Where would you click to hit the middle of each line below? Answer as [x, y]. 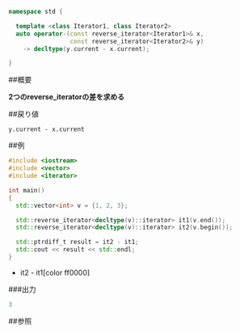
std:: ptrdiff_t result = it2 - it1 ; [77, 242]
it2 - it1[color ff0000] [55, 272]
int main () [27, 190]
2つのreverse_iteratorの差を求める [67, 97]
